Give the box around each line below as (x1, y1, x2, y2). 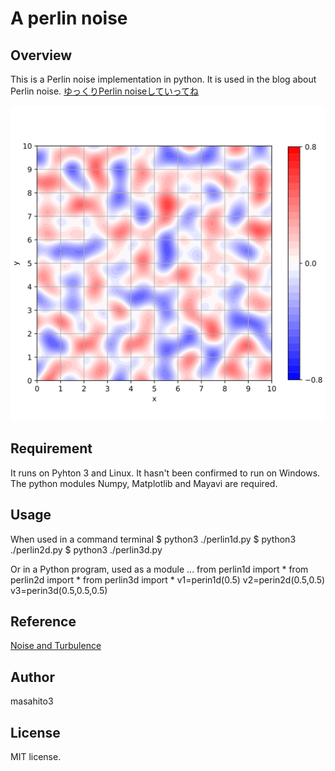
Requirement (10, 440, 93, 457)
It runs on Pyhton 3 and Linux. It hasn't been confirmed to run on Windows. (10, 467, 321, 479)
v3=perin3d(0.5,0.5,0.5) (10, 584, 108, 596)
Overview (10, 47, 73, 64)
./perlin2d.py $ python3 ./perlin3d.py (10, 543, 163, 556)
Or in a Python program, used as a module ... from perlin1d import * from (10, 563, 309, 575)
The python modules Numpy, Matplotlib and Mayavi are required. (10, 477, 278, 489)
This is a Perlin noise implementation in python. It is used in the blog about (10, 73, 317, 85)
